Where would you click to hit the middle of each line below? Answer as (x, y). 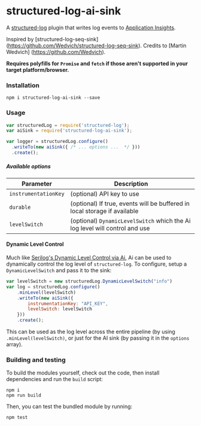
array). (14, 345)
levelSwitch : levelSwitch (60, 309)
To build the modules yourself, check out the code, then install (83, 373)
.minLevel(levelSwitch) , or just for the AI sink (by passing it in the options (98, 338)
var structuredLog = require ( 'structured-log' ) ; (68, 125)
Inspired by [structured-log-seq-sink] (52, 39)
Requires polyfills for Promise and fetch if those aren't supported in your (97, 63)
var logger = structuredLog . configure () (57, 142)
